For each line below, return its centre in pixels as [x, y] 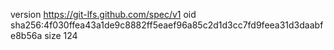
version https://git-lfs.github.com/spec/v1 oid [103, 14]
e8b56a [26, 35]
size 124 [61, 35]
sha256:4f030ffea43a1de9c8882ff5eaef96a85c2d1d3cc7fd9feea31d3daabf [167, 25]
